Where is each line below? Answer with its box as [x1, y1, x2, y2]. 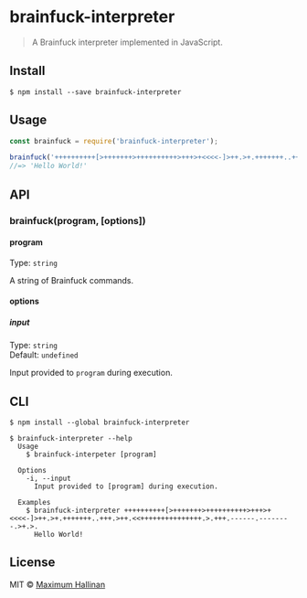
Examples [17, 498, 51, 507]
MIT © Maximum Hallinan [9, 579, 106, 590]
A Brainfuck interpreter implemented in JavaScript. [31, 37, 224, 48]
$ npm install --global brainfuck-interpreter [9, 418, 190, 427]
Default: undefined [9, 349, 79, 360]
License [9, 555, 56, 571]
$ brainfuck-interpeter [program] [26, 450, 157, 459]
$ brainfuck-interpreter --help [9, 434, 132, 443]
